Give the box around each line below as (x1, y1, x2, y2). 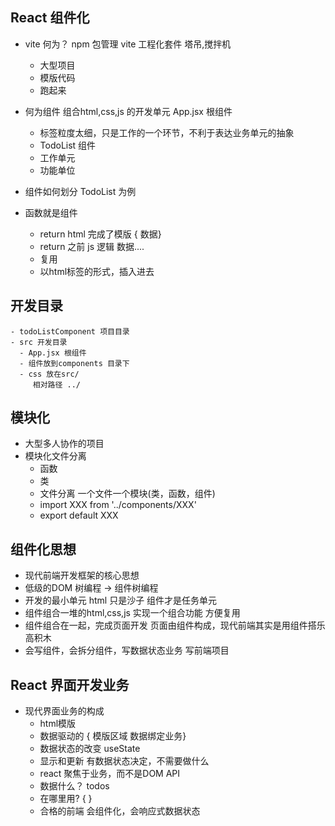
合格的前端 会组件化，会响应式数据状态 (39, 805, 201, 817)
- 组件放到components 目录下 (19, 358, 130, 368)
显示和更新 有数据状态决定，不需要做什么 (39, 755, 210, 767)
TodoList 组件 (39, 139, 97, 151)
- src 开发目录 (10, 337, 68, 347)
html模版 (39, 718, 77, 730)
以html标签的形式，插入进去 (39, 265, 155, 277)
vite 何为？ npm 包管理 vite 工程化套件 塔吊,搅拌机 (24, 38, 232, 50)
